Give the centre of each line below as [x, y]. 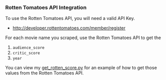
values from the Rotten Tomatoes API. [45, 73]
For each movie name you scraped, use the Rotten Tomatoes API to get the [83, 38]
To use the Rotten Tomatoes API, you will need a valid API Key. [70, 18]
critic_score [26, 53]
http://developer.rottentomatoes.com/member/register [69, 28]
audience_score [29, 48]
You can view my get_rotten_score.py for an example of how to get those [81, 68]
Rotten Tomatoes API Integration [46, 7]
